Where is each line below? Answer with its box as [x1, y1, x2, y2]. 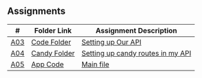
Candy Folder [30, 48, 75, 57]
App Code [30, 60, 64, 69]
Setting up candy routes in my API [81, 48, 192, 57]
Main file [81, 60, 110, 69]
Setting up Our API [81, 37, 142, 47]
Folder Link [34, 25, 72, 35]
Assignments [7, 5, 66, 17]
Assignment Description [95, 25, 177, 35]
